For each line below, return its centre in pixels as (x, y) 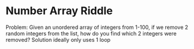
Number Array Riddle (59, 11)
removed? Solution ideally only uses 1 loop (58, 40)
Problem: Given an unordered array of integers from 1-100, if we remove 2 (97, 27)
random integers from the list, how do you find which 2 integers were (91, 33)
